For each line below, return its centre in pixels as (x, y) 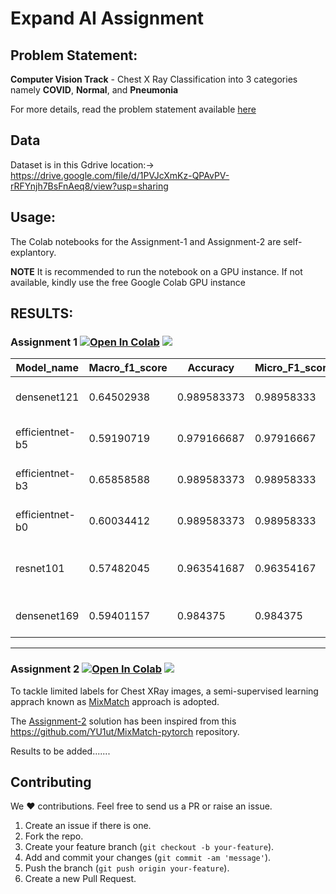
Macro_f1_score (128, 368)
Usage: (33, 217)
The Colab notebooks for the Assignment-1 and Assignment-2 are (146, 241)
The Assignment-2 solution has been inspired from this (123, 721)
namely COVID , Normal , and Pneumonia (94, 90)
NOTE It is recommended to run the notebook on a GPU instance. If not (156, 271)
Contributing (51, 782)
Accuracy (211, 368)
